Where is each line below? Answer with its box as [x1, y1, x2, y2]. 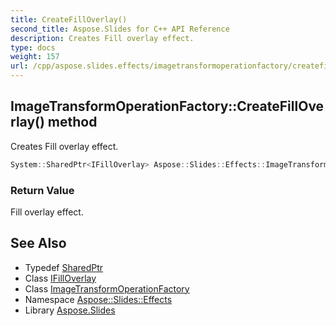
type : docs [10, 42, 56, 53]
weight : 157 [10, 52, 60, 62]
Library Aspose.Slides [24, 304, 116, 316]
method [47, 114, 98, 131]
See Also [10, 235, 67, 252]
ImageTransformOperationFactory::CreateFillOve [10, 98, 325, 115]
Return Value [10, 183, 75, 197]
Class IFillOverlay [24, 272, 97, 284]
